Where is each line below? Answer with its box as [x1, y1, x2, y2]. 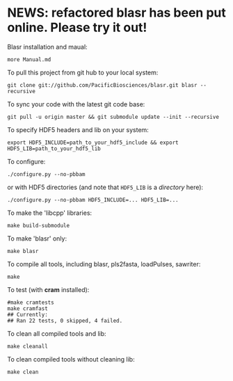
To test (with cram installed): [7, 285, 90, 293]
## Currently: [7, 311, 49, 318]
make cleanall [7, 343, 49, 350]
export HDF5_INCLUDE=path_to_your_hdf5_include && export [7, 139, 179, 146]
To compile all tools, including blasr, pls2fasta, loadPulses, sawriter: [7, 259, 201, 268]
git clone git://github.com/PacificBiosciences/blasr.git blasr [7, 81, 198, 88]
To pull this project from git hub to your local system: [7, 68, 159, 76]
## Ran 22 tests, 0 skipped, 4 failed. [7, 317, 123, 324]
